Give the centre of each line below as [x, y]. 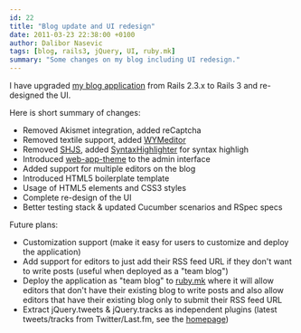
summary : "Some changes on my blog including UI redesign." [125, 60]
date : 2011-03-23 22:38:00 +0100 [72, 34]
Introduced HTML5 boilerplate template [96, 178]
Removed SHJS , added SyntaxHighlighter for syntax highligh [136, 149]
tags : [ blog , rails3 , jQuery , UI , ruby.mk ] [93, 52]
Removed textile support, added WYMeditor [104, 140]
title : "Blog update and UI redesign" [82, 26]
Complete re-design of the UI [77, 197]
